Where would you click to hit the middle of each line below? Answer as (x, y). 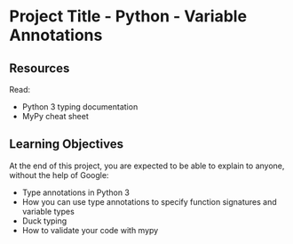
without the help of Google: (59, 175)
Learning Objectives (67, 144)
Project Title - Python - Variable (128, 16)
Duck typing (44, 221)
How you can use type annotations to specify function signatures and (149, 201)
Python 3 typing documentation (80, 107)
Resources (40, 68)
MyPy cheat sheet (55, 116)
